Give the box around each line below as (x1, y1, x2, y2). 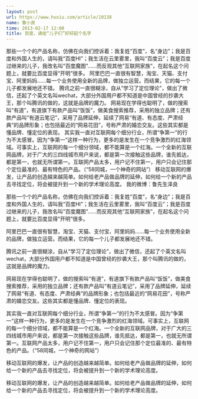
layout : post (6, 8, 38, 15)
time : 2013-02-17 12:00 (6, 25, 65, 31)
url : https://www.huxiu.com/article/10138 (6, 14, 112, 20)
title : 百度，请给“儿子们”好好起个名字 (6, 31, 91, 37)
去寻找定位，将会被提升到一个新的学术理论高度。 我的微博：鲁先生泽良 (6, 181, 178, 188)
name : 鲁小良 (6, 20, 35, 25)
